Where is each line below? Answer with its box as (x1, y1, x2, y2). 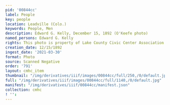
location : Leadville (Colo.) (5, 21, 67, 27)
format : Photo (5, 54, 35, 60)
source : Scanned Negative (5, 59, 60, 64)
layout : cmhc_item (5, 69, 44, 74)
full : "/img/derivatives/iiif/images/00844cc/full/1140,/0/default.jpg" (5, 78, 162, 83)
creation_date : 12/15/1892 (5, 45, 62, 50)
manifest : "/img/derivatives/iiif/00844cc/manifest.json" (5, 82, 130, 87)
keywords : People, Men (5, 26, 53, 31)
